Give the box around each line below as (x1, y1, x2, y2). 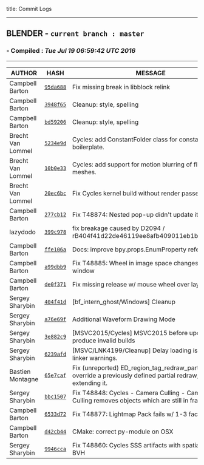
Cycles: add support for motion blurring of (72, 160, 192, 169)
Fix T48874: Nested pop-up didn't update (72, 210, 193, 219)
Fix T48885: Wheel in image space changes (72, 259, 199, 267)
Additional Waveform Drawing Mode (72, 315, 176, 324)
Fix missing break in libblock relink (72, 83, 171, 91)
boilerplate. (72, 143, 104, 151)
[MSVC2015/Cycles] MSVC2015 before (72, 328, 188, 337)
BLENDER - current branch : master (6, 29, 144, 39)
